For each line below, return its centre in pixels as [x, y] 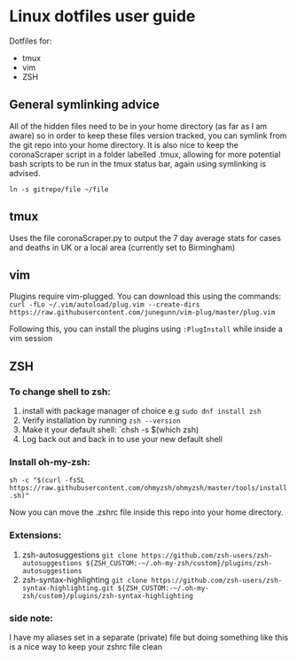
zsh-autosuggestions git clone [80, 555]
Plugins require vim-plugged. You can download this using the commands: [145, 296]
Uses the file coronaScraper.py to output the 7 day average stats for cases [145, 237]
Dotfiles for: [31, 41]
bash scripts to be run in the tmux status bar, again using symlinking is [138, 163]
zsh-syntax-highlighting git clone [85, 579]
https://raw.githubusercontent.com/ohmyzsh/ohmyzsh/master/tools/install [148, 488]
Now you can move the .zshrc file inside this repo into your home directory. [146, 512]
